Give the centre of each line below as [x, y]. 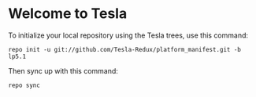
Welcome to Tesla [68, 14]
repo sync [24, 85]
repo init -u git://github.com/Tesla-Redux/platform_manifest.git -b [125, 49]
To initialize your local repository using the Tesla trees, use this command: [128, 35]
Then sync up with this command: [63, 70]
